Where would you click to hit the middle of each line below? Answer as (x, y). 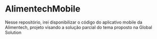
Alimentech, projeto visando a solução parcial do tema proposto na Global (78, 27)
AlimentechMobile (43, 9)
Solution (13, 32)
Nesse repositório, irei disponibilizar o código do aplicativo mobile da (74, 22)
